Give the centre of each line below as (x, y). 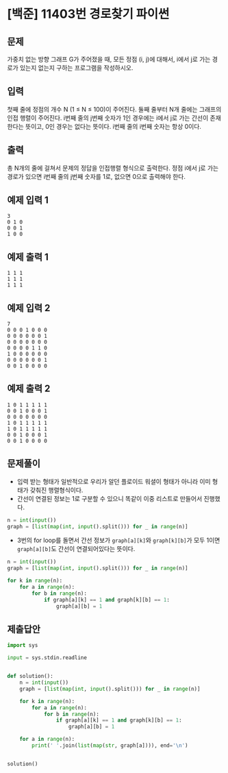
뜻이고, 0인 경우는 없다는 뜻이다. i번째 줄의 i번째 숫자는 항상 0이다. (113, 126)
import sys (23, 646)
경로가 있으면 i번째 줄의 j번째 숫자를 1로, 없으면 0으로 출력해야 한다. (97, 176)
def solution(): (30, 676)
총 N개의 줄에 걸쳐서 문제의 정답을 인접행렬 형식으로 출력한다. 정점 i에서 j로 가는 (113, 168)
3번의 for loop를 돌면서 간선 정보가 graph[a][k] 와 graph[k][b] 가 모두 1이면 (118, 540)
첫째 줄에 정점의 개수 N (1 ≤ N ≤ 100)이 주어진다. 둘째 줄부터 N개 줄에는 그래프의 (114, 109)
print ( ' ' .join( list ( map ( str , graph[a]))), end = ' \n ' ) (110, 746)
